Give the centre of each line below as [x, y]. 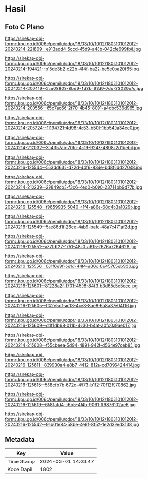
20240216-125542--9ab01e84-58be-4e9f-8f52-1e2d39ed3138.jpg [72, 424]
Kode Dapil [20, 469]
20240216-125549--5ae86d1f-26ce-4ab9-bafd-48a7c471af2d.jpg [71, 227]
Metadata [20, 439]
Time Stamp [21, 461]
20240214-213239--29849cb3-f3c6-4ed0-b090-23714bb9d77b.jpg [74, 187]
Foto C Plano [25, 27]
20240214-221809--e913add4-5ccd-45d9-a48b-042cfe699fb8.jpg [73, 49]
